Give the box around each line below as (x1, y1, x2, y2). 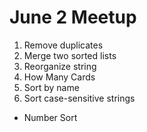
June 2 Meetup (9, 6, 137, 29)
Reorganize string (23, 60, 97, 72)
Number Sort (23, 111, 78, 123)
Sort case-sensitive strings (23, 92, 136, 104)
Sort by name (23, 81, 80, 93)
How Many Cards (23, 71, 96, 83)
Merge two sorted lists (23, 49, 117, 61)
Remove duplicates (23, 39, 104, 51)
